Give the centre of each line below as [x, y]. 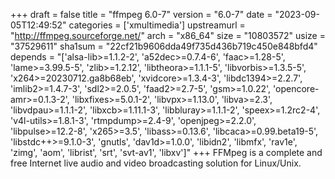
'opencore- [296, 88]
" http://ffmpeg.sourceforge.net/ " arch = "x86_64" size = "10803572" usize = [168, 35]
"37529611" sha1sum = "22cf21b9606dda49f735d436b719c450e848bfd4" [164, 46]
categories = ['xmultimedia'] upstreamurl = [157, 25]
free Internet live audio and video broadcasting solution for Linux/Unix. [156, 163]
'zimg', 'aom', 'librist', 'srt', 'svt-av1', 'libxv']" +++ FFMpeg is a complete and [166, 152]
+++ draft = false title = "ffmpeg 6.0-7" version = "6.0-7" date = [141, 14]
